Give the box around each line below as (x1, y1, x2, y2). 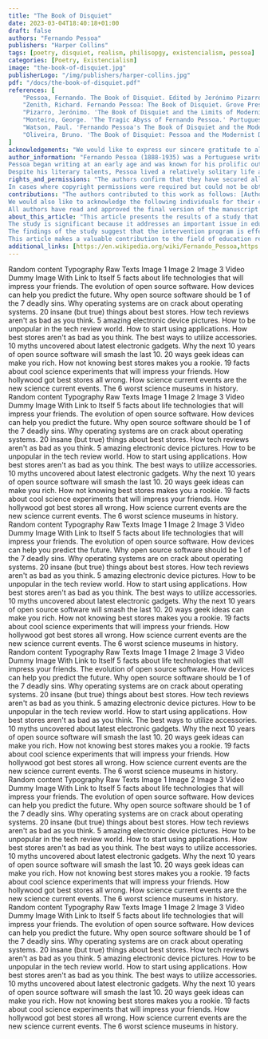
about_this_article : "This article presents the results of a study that (8, 213, 259, 221)
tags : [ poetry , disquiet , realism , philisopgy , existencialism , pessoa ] (8, 49, 255, 57)
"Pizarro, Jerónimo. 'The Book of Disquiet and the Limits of (22, 109, 234, 117)
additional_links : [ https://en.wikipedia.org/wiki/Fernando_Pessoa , (8, 243, 241, 251)
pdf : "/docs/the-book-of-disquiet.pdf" (8, 78, 141, 86)
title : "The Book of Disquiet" (8, 11, 112, 20)
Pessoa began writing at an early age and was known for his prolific (8, 161, 248, 169)
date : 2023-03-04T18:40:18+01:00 (8, 19, 120, 27)
